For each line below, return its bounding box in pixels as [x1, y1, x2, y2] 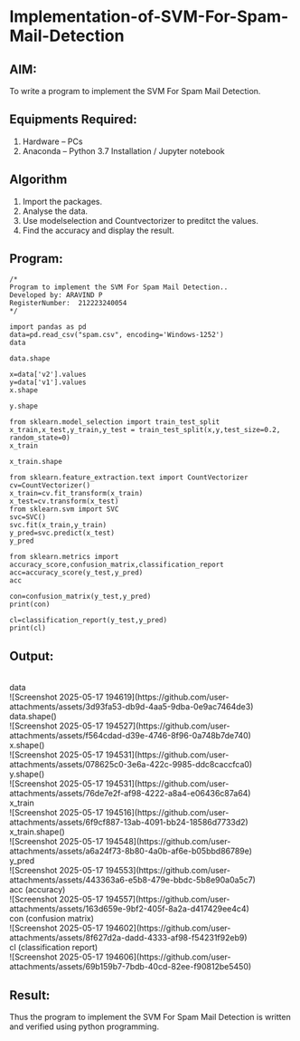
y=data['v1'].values [9, 378, 88, 387]
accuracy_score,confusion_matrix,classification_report [9, 560, 224, 570]
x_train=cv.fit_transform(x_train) [9, 489, 144, 498]
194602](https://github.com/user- [105, 922, 231, 934]
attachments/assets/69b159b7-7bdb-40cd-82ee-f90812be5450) [9, 961, 252, 972]
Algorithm [9, 172, 68, 188]
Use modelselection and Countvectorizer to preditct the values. [22, 215, 259, 226]
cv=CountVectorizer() [9, 481, 91, 490]
